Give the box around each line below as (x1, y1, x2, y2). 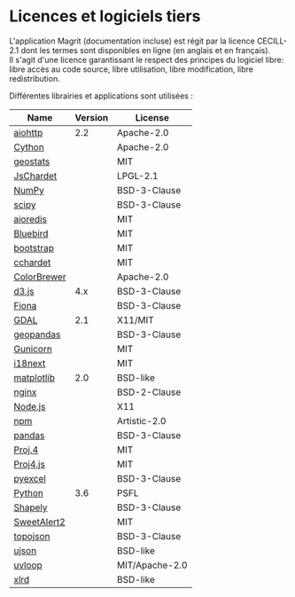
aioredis (13, 213, 47, 225)
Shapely (13, 501, 48, 514)
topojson (13, 530, 50, 542)
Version (74, 111, 109, 123)
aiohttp (13, 126, 43, 138)
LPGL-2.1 (116, 169, 159, 182)
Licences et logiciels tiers (9, 6, 201, 27)
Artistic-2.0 (116, 414, 167, 427)
